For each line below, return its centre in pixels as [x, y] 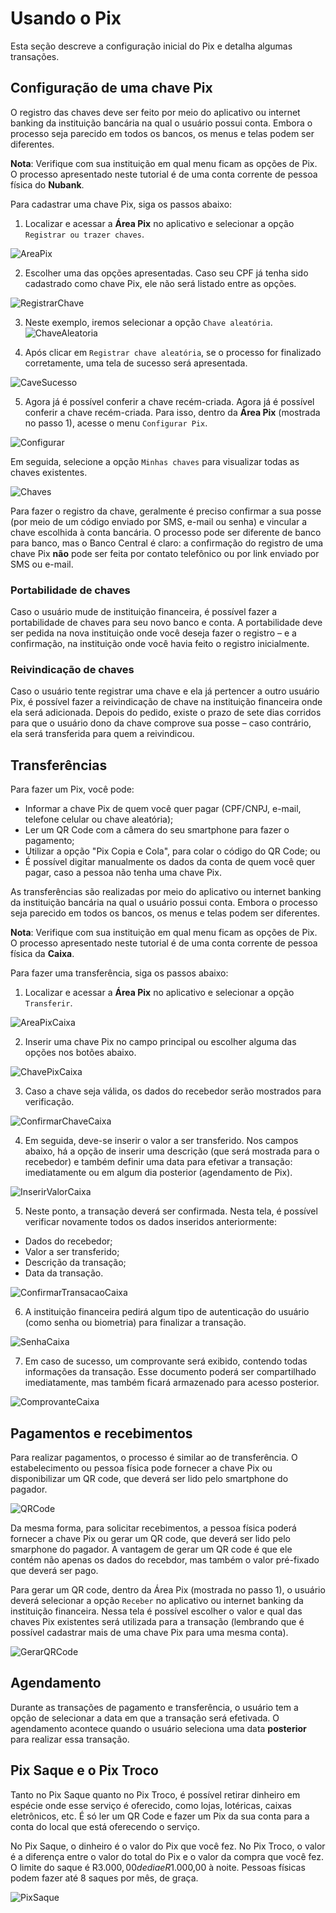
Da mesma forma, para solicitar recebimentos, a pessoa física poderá [153, 1528]
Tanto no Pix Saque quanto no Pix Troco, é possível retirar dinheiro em [155, 1794]
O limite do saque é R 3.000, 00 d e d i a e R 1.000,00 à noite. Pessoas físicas [158, 1867]
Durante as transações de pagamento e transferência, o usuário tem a [154, 1707]
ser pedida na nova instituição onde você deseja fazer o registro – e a [153, 633]
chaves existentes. [49, 472]
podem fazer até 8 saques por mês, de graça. [104, 1878]
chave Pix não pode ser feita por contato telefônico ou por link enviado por [165, 553]
